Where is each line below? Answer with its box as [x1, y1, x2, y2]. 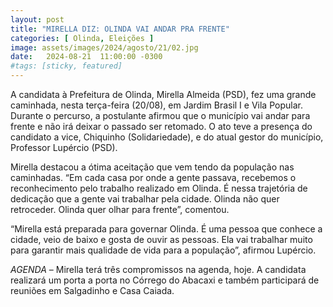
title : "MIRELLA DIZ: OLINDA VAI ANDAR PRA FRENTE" [10, 24, 230, 34]
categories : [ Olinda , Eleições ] [10, 33, 155, 43]
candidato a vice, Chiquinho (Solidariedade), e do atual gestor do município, [10, 131, 324, 143]
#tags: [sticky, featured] [10, 61, 123, 71]
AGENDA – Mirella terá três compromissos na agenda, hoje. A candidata [10, 264, 307, 275]
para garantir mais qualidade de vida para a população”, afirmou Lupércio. [10, 244, 317, 256]
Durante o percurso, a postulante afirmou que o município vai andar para [10, 110, 311, 121]
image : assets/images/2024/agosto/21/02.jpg [10, 42, 199, 53]
